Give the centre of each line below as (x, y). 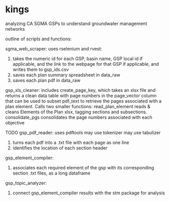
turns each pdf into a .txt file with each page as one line (71, 142)
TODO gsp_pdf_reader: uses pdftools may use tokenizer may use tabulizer (83, 132)
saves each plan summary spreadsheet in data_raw (66, 74)
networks (15, 29)
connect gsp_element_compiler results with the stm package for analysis (89, 193)
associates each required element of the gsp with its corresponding (83, 167)
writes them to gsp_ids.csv (41, 69)
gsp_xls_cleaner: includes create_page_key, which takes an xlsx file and (80, 90)
